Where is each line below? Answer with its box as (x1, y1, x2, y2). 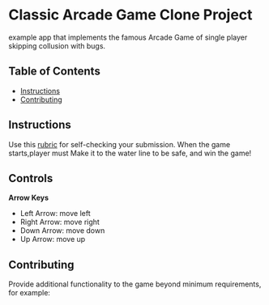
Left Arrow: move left (19, 209, 91, 218)
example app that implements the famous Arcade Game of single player (8, 32, 248, 42)
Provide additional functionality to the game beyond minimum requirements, (8, 279, 262, 289)
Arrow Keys (8, 193, 49, 203)
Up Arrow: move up (19, 235, 86, 244)
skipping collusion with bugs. (8, 40, 106, 50)
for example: (8, 288, 51, 298)
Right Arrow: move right (19, 217, 100, 227)
